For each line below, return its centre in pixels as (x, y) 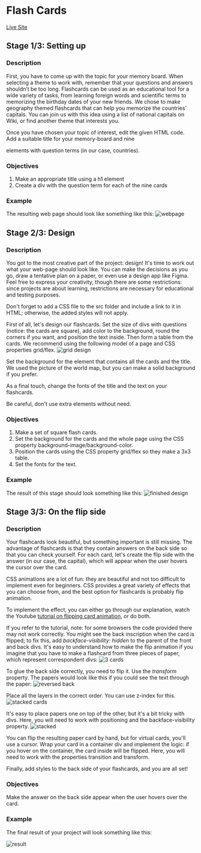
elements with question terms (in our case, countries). (73, 150)
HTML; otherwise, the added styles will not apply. (67, 313)
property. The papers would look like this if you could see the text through (98, 678)
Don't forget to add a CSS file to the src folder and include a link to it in (94, 306)
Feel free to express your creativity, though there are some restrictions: (94, 282)
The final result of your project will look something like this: (79, 832)
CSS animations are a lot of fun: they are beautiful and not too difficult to (96, 579)
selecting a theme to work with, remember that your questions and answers (100, 82)
